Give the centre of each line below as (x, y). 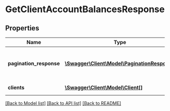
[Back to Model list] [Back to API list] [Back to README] (63, 103)
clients (16, 87)
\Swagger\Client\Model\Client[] (104, 87)
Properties (22, 28)
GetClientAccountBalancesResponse (85, 9)
